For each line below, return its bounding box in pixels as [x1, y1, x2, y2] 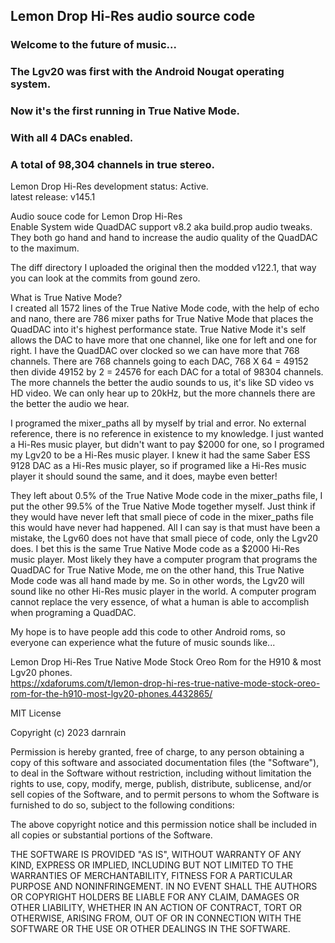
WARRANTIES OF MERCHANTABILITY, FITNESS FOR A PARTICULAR [10, 870, 293, 882]
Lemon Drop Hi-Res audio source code [10, 8, 256, 25]
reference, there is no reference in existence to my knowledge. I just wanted [10, 428, 324, 440]
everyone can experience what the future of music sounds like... [10, 637, 276, 649]
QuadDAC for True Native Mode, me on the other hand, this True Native [10, 564, 305, 576]
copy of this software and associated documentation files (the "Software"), [10, 757, 320, 769]
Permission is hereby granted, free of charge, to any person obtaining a [10, 746, 305, 758]
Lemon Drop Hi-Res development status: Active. [10, 180, 209, 193]
